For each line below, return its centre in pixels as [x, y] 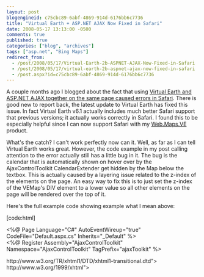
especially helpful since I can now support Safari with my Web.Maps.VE [97, 124]
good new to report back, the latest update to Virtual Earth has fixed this [97, 105]
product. [17, 131]
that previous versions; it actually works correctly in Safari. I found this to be [102, 118]
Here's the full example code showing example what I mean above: [91, 206]
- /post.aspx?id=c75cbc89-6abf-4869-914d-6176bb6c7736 [83, 74]
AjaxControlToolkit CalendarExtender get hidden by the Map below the [95, 168]
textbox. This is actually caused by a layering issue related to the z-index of [101, 175]
